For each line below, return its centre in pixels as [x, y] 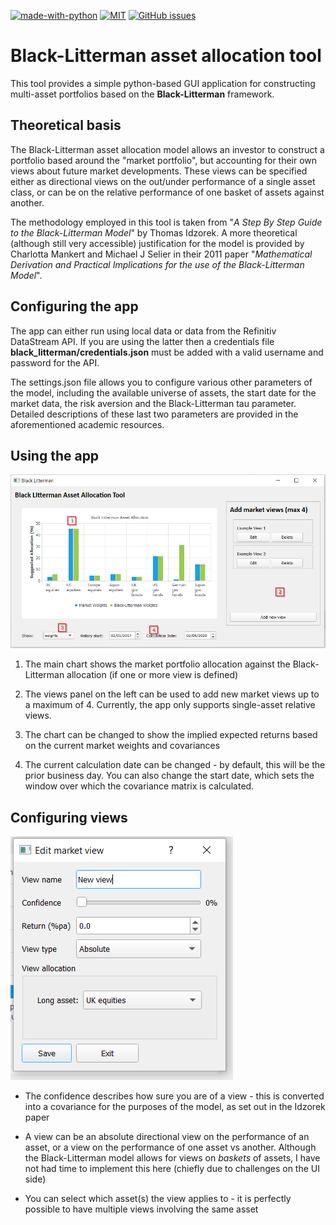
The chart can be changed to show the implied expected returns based [171, 735]
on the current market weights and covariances [122, 746]
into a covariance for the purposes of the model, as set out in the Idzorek [175, 1106]
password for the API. [55, 362]
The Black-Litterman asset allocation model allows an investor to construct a [167, 149]
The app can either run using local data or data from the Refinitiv [143, 331]
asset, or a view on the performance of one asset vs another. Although [170, 1147]
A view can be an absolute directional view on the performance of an [167, 1136]
